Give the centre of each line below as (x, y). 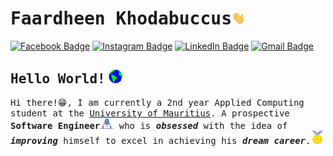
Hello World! (58, 79)
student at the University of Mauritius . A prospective (150, 113)
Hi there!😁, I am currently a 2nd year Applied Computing (157, 103)
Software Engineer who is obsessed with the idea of (149, 125)
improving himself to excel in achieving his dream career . (161, 141)
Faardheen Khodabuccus (121, 19)
